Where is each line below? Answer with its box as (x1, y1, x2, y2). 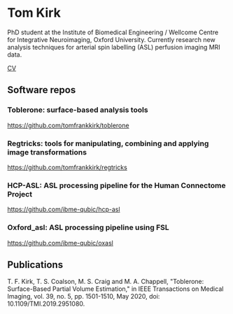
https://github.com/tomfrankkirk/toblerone (7, 121, 129, 129)
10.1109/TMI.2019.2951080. (7, 299, 85, 308)
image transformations (7, 147, 87, 157)
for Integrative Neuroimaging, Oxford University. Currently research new (7, 35, 216, 43)
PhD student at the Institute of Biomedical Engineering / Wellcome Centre (7, 28, 219, 36)
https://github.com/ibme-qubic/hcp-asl (7, 205, 120, 214)
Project (7, 189, 33, 199)
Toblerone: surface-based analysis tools (7, 105, 148, 115)
